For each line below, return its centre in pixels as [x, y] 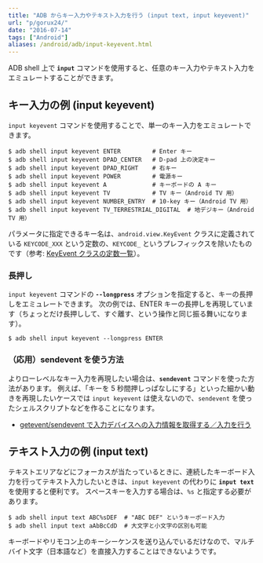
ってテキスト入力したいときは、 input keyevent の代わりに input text [141, 482]
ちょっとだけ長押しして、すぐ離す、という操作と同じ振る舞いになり [131, 314]
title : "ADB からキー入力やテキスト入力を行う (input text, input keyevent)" [129, 15]
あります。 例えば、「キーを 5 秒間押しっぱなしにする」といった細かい [135, 388]
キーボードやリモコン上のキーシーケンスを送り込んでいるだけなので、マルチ [131, 542]
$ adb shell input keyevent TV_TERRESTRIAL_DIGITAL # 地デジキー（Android [131, 210]
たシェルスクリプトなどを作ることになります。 [84, 408]
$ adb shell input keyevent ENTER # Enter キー [100, 151]
